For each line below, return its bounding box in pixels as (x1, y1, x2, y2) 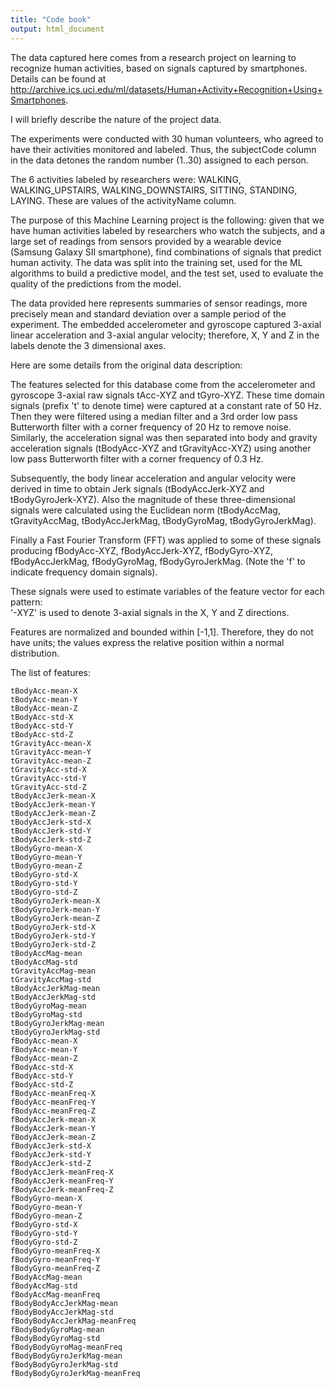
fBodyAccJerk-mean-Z (10, 1132, 97, 1142)
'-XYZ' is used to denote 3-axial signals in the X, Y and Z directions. (10, 606, 290, 618)
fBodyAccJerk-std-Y (10, 1149, 92, 1160)
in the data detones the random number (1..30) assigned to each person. (10, 154, 309, 166)
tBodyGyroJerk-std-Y (10, 931, 97, 941)
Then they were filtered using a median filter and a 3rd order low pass (10, 410, 298, 422)
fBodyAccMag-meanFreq (10, 1289, 101, 1300)
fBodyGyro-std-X (10, 1219, 78, 1230)
